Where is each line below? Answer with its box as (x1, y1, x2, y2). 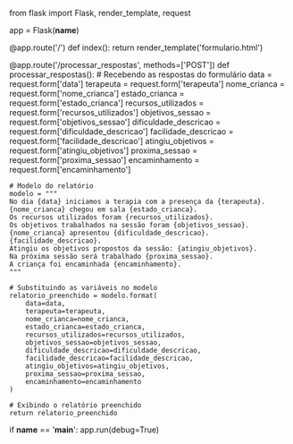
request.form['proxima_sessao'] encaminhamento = (9, 155, 200, 165)
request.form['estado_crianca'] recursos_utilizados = (9, 98, 205, 108)
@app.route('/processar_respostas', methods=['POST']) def (9, 60, 230, 70)
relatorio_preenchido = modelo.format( (9, 291, 158, 300)
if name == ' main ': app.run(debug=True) (9, 424, 160, 435)
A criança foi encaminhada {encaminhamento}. (9, 260, 181, 269)
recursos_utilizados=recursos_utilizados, (25, 330, 186, 339)
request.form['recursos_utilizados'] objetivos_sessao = (9, 107, 212, 117)
